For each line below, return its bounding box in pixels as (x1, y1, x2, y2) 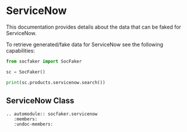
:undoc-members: (13, 121, 54, 127)
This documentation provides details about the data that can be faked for (6, 23, 182, 30)
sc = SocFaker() (6, 69, 45, 75)
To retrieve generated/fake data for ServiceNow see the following (6, 41, 164, 48)
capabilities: (6, 47, 35, 54)
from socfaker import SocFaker (6, 58, 82, 64)
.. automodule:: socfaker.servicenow (6, 111, 98, 117)
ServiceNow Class (6, 95, 75, 106)
